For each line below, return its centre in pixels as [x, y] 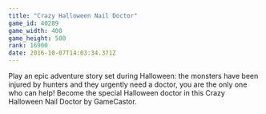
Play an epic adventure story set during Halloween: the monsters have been [133, 76]
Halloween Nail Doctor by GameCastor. [73, 102]
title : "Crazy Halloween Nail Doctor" [73, 16]
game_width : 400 [35, 31]
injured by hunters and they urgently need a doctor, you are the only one [128, 84]
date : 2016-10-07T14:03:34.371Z [62, 53]
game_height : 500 [37, 38]
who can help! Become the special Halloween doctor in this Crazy [117, 93]
